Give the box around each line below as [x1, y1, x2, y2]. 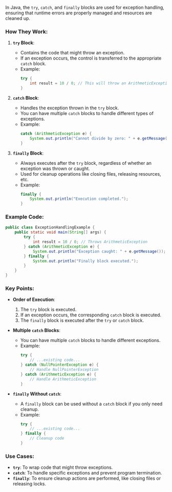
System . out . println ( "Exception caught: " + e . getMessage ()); [32, 249, 166, 254]
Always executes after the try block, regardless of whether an [20, 160, 152, 166]
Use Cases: [5, 452, 34, 460]
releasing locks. [12, 481, 47, 487]
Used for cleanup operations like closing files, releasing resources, [20, 171, 161, 177]
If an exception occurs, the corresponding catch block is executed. [20, 312, 162, 318]
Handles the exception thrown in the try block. [20, 105, 119, 111]
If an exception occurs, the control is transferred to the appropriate [20, 55, 162, 61]
